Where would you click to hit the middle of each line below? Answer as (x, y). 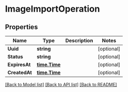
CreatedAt (20, 73)
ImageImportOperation (53, 9)
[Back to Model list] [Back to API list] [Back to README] (61, 84)
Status (15, 57)
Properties (21, 27)
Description (79, 41)
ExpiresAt (19, 64)
